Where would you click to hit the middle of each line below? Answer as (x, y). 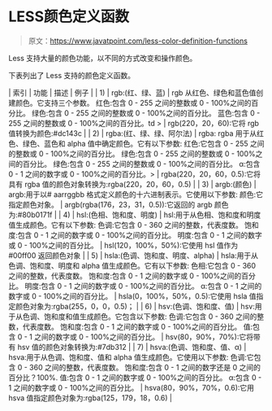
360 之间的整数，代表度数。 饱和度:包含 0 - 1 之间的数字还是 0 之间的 (145, 367)
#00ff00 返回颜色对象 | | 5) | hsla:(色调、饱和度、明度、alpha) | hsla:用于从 (133, 255)
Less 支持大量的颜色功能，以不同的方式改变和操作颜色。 (103, 58)
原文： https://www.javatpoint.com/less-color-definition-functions (138, 41)
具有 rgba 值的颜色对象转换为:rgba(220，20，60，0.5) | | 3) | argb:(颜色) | (133, 184)
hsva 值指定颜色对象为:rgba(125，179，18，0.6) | (91, 398)
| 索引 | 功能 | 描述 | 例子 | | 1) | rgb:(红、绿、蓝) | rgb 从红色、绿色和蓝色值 (132, 92)
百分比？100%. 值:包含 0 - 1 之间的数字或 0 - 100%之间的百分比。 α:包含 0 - (135, 377)
